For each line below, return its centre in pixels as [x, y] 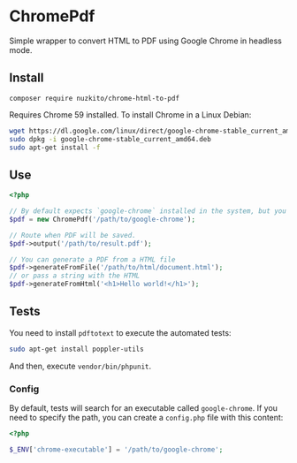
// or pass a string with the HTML [75, 276]
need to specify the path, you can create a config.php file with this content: [146, 418]
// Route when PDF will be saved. [73, 235]
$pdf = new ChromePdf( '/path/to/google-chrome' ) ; [103, 219]
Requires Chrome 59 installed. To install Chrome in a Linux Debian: [130, 114]
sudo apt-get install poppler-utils [76, 349]
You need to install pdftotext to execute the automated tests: [120, 332]
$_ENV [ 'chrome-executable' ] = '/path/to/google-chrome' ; [116, 449]
